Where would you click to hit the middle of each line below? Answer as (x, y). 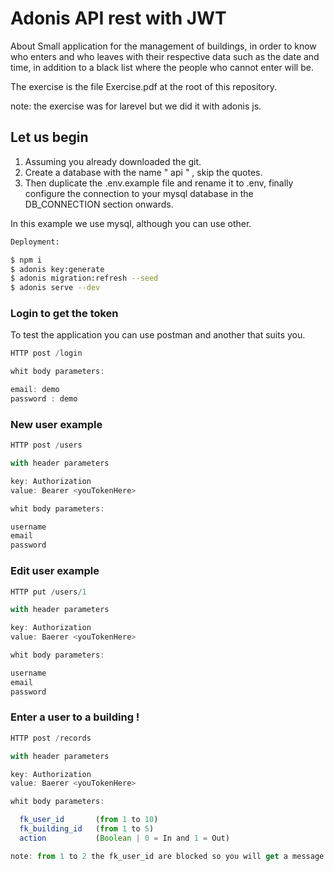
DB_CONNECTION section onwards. (99, 204)
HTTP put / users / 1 (48, 592)
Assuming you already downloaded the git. (113, 161)
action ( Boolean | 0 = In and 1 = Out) (124, 838)
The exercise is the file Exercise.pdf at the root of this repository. (143, 86)
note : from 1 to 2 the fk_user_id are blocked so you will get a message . (169, 856)
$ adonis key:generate (57, 269)
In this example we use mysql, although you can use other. (131, 223)
